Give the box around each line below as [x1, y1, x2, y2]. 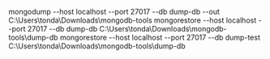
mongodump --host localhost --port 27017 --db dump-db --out [8, 7, 221, 16]
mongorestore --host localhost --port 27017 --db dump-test [59, 32, 261, 42]
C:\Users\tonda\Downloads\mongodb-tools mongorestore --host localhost [8, 15, 257, 25]
